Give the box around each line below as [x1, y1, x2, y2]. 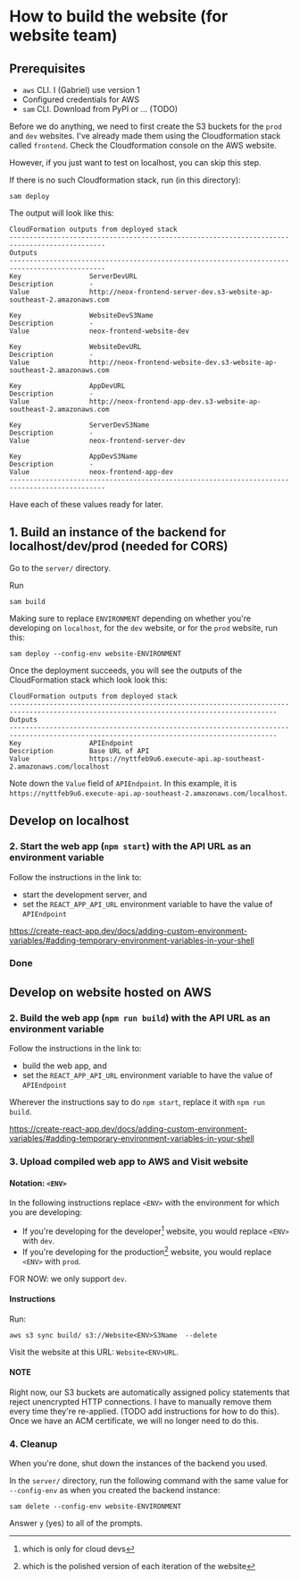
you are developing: [9, 1207, 83, 1218]
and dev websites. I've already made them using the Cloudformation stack [9, 131, 281, 140]
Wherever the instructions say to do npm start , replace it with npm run [9, 1097, 265, 1108]
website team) [9, 25, 118, 46]
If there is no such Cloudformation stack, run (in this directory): [9, 174, 241, 185]
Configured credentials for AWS [21, 94, 140, 105]
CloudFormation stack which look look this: [9, 674, 168, 685]
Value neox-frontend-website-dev [9, 327, 190, 336]
